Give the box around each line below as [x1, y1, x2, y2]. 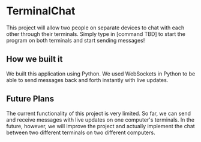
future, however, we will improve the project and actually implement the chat [6, 122, 195, 129]
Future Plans [6, 94, 55, 104]
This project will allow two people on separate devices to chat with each [6, 24, 185, 31]
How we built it [6, 54, 63, 64]
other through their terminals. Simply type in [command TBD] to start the [6, 30, 186, 37]
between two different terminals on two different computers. [6, 129, 155, 136]
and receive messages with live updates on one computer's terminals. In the [6, 116, 195, 123]
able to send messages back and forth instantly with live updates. [6, 76, 169, 83]
